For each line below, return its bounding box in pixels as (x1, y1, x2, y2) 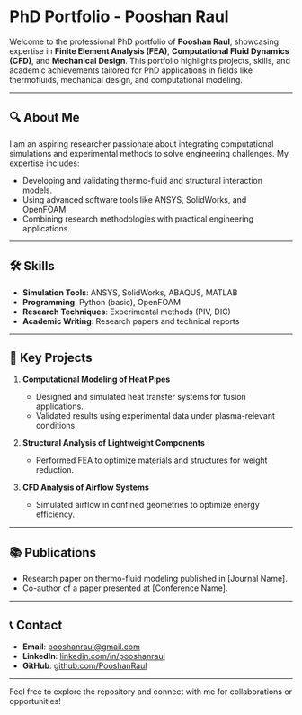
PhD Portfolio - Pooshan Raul (9, 6, 229, 27)
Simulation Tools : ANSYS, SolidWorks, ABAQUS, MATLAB (22, 286, 238, 298)
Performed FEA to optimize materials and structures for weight (35, 455, 268, 466)
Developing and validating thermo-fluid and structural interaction (22, 175, 263, 186)
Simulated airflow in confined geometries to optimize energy (35, 500, 261, 511)
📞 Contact (9, 617, 63, 632)
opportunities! (9, 696, 61, 706)
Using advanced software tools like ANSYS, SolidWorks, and (22, 194, 247, 204)
